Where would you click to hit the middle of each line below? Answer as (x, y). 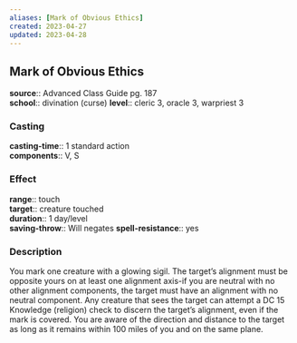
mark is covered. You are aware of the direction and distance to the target (147, 319)
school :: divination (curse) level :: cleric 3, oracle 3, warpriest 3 (127, 103)
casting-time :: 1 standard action (69, 146)
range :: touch (35, 199)
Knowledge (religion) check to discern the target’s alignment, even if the (144, 310)
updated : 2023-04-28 (48, 34)
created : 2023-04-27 (48, 26)
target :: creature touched (57, 209)
